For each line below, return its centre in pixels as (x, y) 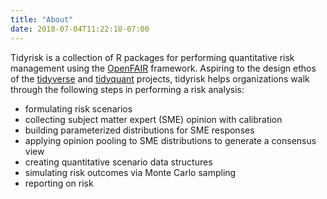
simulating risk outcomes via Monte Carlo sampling (130, 172)
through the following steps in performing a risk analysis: (127, 89)
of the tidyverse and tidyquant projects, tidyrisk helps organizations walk (160, 78)
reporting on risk (59, 183)
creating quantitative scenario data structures (118, 162)
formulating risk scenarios (78, 108)
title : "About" (42, 19)
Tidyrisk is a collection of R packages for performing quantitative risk (152, 57)
